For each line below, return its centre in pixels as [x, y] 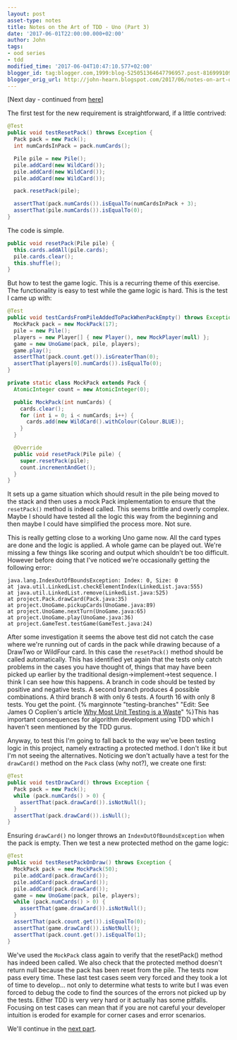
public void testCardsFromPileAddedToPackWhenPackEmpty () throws [105, 318]
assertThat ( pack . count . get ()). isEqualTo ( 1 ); [80, 935]
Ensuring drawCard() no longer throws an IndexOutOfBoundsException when [116, 836]
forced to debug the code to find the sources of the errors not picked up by [117, 992]
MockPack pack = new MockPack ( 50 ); [66, 869]
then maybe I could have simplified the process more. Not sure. [99, 524]
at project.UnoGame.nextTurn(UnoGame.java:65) [77, 611]
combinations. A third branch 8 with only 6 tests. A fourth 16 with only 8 [111, 697]
